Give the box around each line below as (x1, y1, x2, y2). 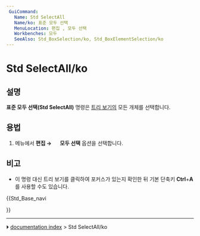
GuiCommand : (8, 8, 39, 15)
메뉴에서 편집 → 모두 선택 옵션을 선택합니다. (14, 139, 124, 146)
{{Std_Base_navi (6, 194, 46, 202)
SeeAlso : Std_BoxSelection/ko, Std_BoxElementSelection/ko (14, 36, 164, 42)
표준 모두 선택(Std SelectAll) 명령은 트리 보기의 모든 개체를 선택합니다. (6, 104, 171, 110)
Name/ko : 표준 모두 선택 (14, 20, 68, 25)
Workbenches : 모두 (14, 31, 58, 37)
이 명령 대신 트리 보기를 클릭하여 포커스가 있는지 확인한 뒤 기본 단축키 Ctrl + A (14, 176, 193, 183)
